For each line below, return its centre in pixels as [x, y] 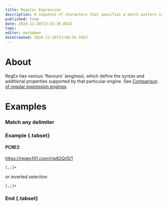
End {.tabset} [22, 198]
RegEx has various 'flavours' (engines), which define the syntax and [75, 76]
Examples [26, 106]
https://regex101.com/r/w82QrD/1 [39, 158]
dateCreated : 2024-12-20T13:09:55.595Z [46, 38]
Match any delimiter [30, 122]
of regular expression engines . [37, 86]
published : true [22, 19]
